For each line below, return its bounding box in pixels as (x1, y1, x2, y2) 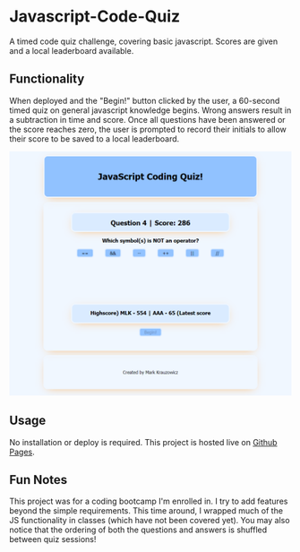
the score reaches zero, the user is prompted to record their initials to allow (9, 124, 287, 134)
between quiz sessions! (9, 534, 97, 545)
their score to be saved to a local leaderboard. (9, 133, 180, 144)
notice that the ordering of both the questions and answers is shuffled (9, 524, 268, 535)
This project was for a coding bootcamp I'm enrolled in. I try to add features (9, 496, 288, 507)
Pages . (9, 446, 35, 457)
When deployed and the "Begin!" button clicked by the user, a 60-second (9, 95, 280, 106)
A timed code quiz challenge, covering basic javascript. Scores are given (9, 36, 279, 47)
